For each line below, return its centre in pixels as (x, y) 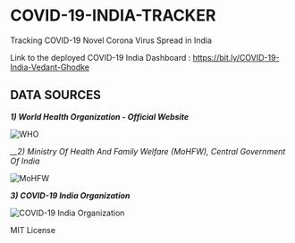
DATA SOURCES (56, 95)
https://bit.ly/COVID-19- (236, 57)
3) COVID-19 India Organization (70, 195)
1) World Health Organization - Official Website (100, 116)
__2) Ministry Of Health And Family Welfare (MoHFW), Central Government (148, 151)
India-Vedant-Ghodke (50, 67)
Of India (25, 161)
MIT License (33, 230)
